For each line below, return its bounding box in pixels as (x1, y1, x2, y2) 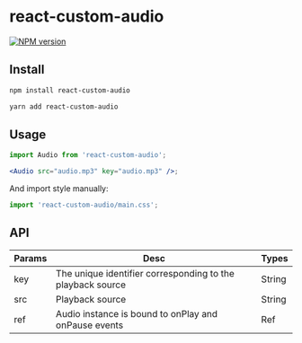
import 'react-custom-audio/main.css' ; (9, 200, 159, 210)
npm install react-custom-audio (9, 85, 130, 95)
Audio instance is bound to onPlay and (55, 307, 218, 320)
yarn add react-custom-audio (9, 101, 119, 111)
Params (13, 251, 48, 264)
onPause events (55, 319, 124, 331)
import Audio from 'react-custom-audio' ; (9, 151, 167, 160)
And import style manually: (9, 183, 110, 194)
